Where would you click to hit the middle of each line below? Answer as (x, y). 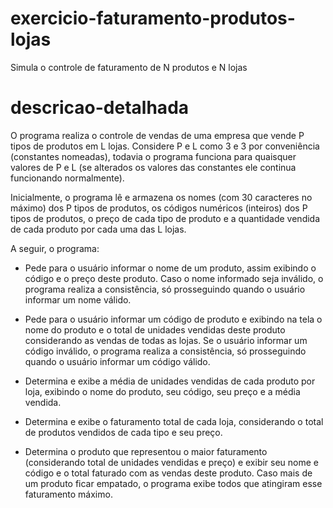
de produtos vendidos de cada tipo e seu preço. (123, 432)
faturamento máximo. (68, 494)
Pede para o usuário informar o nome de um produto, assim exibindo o (170, 268)
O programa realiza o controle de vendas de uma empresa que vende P (157, 135)
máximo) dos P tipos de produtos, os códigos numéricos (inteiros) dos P (159, 208)
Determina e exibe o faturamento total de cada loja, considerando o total (174, 421)
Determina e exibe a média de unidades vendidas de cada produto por (170, 381)
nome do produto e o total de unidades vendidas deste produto (155, 329)
